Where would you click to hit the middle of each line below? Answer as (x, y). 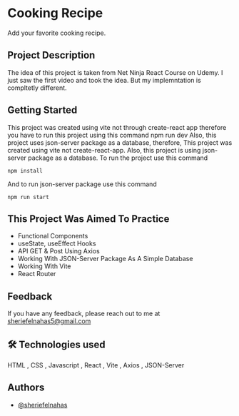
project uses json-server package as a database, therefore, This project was (120, 142)
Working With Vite (44, 266)
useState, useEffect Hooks (57, 243)
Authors (26, 388)
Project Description (51, 55)
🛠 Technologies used (56, 344)
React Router (37, 274)
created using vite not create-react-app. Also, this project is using (104, 150)
